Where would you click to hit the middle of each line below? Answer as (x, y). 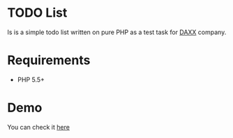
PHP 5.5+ (31, 79)
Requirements (49, 60)
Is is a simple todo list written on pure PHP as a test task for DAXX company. (117, 32)
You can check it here (38, 127)
